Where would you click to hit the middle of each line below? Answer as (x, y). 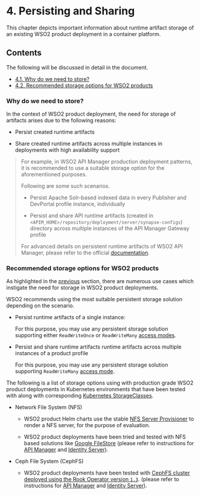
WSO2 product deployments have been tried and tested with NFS (105, 437)
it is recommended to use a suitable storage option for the (93, 168)
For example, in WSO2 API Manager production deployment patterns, (107, 162)
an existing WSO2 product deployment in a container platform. (83, 34)
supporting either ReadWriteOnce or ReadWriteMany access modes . (95, 335)
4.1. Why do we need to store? (52, 79)
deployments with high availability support (67, 150)
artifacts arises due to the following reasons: (61, 121)
